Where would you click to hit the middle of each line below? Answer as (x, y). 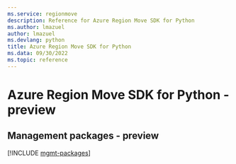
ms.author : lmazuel (36, 27)
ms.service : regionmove (43, 14)
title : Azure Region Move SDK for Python (69, 47)
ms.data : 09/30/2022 (38, 54)
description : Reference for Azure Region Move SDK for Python (101, 20)
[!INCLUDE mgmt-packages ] (49, 153)
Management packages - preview (83, 136)
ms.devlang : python (36, 40)
